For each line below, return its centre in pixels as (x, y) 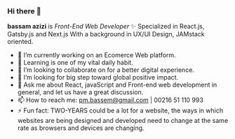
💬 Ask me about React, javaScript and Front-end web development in (117, 85)
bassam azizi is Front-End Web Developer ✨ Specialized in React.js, (106, 27)
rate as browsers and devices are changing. (81, 128)
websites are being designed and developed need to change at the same (123, 121)
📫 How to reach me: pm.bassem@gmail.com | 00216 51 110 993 (110, 100)
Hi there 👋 (25, 11)
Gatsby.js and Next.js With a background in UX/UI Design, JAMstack (106, 34)
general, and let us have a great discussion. (80, 92)
